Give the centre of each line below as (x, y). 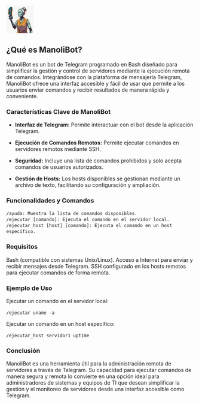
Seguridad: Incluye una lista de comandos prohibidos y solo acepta (98, 161)
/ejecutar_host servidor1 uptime (48, 336)
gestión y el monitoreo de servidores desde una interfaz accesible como (95, 389)
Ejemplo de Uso (29, 288)
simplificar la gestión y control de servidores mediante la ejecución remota (98, 71)
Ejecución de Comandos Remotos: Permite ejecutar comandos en (97, 143)
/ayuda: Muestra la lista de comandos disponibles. (72, 214)
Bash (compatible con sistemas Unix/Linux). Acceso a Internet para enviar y (99, 259)
